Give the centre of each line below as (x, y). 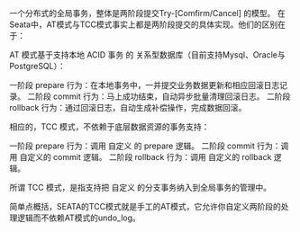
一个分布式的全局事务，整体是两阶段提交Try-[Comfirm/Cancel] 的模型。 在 (147, 13)
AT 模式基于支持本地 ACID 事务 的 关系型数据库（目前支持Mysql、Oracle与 (147, 55)
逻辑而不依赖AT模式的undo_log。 (79, 218)
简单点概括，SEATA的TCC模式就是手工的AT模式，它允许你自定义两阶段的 (145, 206)
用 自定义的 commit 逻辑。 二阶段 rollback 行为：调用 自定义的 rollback (141, 157)
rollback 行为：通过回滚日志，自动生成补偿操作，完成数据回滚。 (128, 107)
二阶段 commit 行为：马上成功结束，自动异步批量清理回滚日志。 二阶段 (159, 96)
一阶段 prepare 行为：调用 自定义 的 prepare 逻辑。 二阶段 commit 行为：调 (149, 146)
